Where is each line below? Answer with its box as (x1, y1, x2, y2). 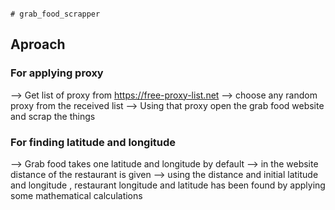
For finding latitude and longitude (10, 135, 177, 149)
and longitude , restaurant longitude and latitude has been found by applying (10, 179, 326, 191)
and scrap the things (10, 110, 96, 122)
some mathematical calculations (10, 189, 143, 201)
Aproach (10, 36, 66, 53)
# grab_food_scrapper (10, 9, 101, 19)
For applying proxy (10, 66, 104, 80)
